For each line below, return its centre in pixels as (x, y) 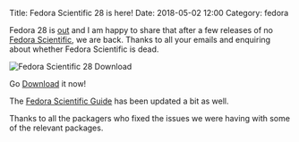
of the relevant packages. (56, 128)
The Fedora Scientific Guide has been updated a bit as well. (120, 101)
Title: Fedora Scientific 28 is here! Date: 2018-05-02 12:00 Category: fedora (149, 13)
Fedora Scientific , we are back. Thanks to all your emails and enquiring (140, 40)
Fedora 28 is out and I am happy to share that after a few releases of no (141, 30)
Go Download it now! (48, 84)
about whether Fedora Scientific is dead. (84, 49)
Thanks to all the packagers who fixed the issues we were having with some (150, 118)
